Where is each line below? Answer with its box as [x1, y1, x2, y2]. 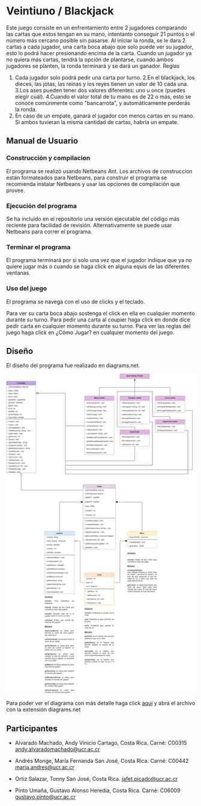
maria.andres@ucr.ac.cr [14, 763, 75, 771]
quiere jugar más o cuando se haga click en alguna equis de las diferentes [6, 263, 190, 270]
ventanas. [6, 269, 31, 276]
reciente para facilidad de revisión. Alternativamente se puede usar [6, 221, 172, 228]
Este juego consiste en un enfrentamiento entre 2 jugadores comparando [6, 24, 187, 31]
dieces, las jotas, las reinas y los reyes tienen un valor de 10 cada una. [14, 80, 189, 88]
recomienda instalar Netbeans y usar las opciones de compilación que [6, 180, 180, 187]
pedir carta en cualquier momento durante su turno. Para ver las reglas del [6, 322, 191, 329]
